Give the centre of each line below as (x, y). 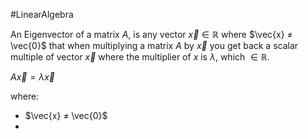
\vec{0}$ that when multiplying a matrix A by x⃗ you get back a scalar (154, 45)
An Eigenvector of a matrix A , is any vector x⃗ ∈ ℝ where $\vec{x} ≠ (151, 34)
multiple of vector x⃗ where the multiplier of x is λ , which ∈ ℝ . (140, 57)
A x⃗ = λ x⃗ (32, 77)
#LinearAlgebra (42, 14)
